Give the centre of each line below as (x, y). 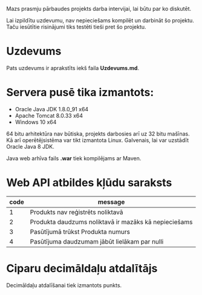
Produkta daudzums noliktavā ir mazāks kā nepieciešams (111, 222)
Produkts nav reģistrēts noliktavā (77, 212)
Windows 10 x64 (36, 122)
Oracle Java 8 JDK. (30, 146)
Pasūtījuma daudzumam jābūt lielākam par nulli (97, 241)
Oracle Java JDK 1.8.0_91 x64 (52, 109)
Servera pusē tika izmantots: (80, 92)
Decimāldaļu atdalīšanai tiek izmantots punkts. (64, 285)
